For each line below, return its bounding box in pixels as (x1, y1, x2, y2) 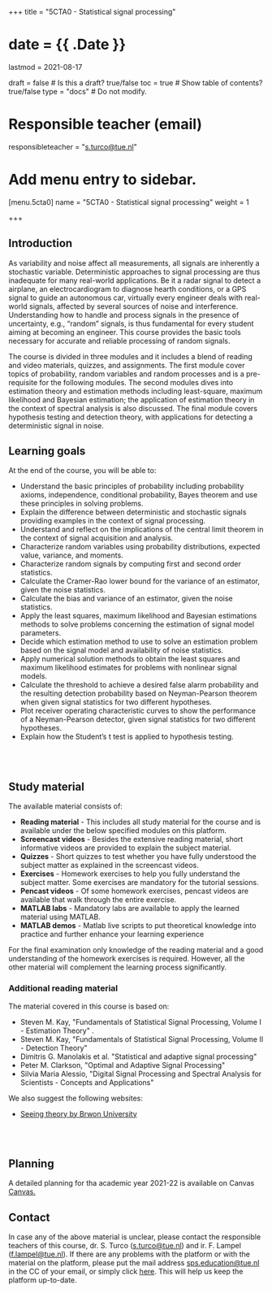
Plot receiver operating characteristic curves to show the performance (19, 706, 256, 716)
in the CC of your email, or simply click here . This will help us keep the (8, 1267, 244, 1277)
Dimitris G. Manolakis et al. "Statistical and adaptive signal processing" (19, 1052, 257, 1061)
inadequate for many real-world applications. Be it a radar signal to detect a (8, 276, 261, 285)
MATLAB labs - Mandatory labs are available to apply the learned (19, 904, 240, 913)
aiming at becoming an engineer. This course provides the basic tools (8, 327, 241, 336)
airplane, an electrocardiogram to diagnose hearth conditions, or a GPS (8, 284, 247, 293)
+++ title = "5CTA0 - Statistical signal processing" (8, 7, 176, 16)
